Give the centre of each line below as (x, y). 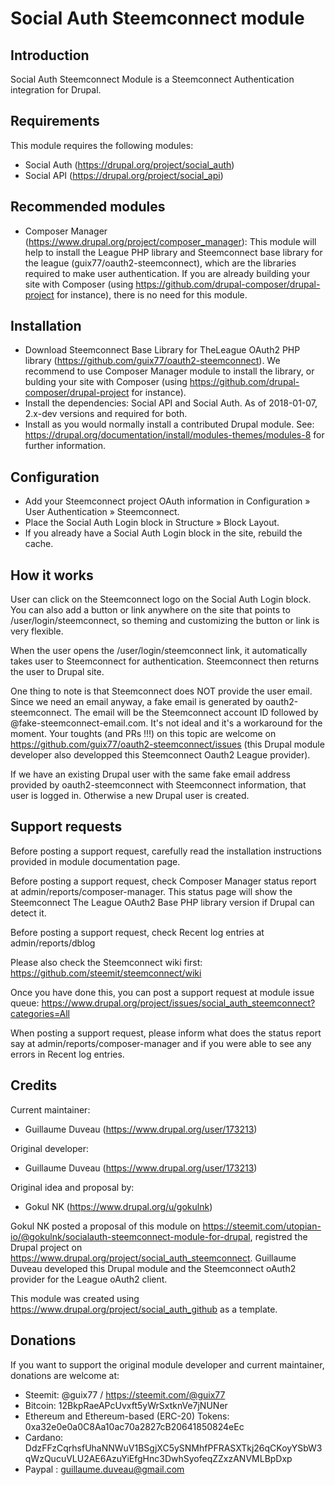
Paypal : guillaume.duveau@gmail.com (104, 1469)
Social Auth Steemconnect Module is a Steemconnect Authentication (152, 79)
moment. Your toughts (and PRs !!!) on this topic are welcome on (143, 734)
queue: (25, 1003)
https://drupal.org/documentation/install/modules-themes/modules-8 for (174, 435)
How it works (52, 575)
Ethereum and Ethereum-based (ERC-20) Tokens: (127, 1416)
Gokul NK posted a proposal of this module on (105, 1226)
